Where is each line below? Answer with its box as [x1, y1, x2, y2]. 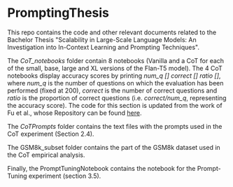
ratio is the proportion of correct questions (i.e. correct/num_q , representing [7, 93, 227, 102]
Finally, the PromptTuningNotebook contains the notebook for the [7, 164, 196, 172]
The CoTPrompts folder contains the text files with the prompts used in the [7, 122, 223, 130]
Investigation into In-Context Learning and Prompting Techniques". [7, 43, 199, 51]
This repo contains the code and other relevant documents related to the [7, 28, 217, 36]
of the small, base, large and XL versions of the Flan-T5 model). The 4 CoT [7, 64, 223, 72]
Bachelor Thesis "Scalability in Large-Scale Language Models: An [7, 35, 197, 43]
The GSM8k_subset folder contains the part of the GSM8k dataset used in [7, 143, 220, 151]
